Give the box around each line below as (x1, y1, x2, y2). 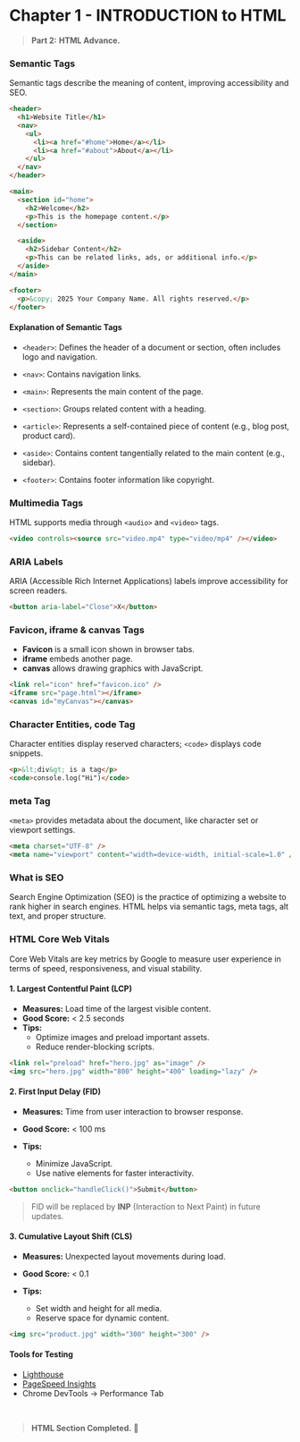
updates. (30, 1210, 64, 1221)
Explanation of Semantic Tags (9, 322, 122, 333)
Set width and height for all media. (35, 1302, 162, 1313)
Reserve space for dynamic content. (35, 1312, 170, 1323)
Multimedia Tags (9, 496, 84, 509)
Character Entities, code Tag (9, 717, 136, 730)
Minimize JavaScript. (35, 1158, 113, 1168)
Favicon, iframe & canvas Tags (9, 623, 145, 636)
